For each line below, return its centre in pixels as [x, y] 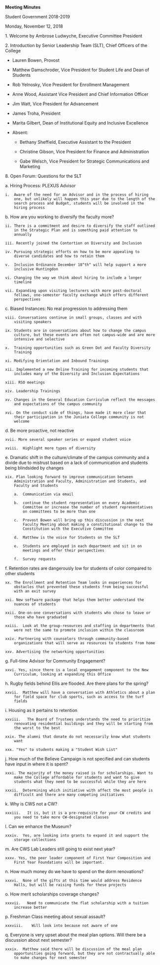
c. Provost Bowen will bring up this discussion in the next [79, 520]
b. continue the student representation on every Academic [77, 503]
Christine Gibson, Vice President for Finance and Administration [84, 152]
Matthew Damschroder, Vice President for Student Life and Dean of [80, 70]
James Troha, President [36, 113]
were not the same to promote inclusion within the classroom [79, 630]
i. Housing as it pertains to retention [41, 710]
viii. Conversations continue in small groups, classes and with [73, 318]
